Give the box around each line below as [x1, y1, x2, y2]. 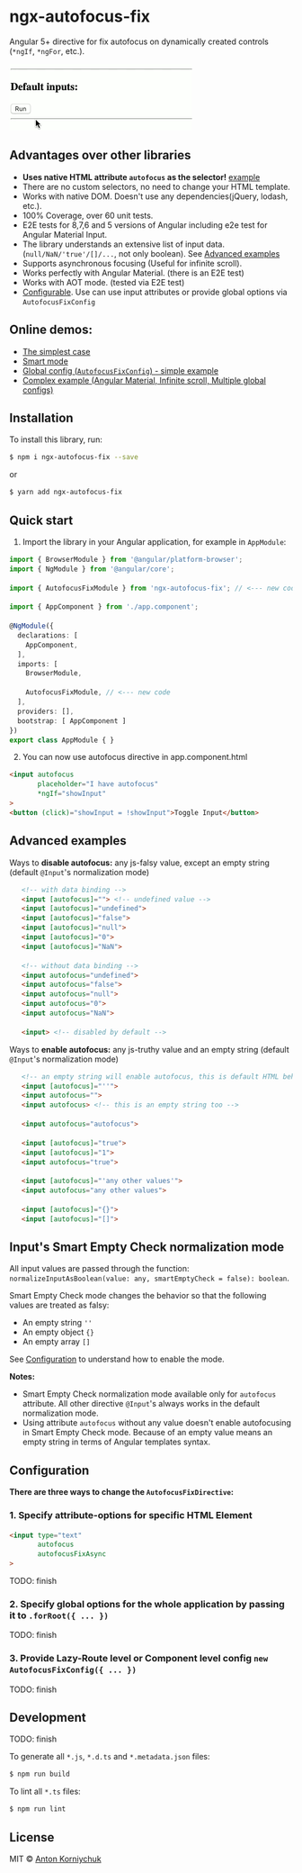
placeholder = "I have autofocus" [37, 780, 159, 789]
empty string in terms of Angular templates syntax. [22, 1436, 211, 1447]
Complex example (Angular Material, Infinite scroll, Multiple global [22, 375, 267, 385]
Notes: [9, 1371, 36, 1382]
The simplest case [22, 346, 91, 357]
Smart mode [22, 356, 69, 366]
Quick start [9, 512, 74, 528]
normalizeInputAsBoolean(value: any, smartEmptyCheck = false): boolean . [9, 1272, 290, 1284]
